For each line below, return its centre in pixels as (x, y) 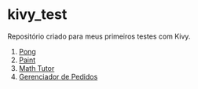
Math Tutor (37, 68)
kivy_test (37, 15)
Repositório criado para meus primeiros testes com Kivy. (99, 36)
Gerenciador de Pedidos (58, 76)
